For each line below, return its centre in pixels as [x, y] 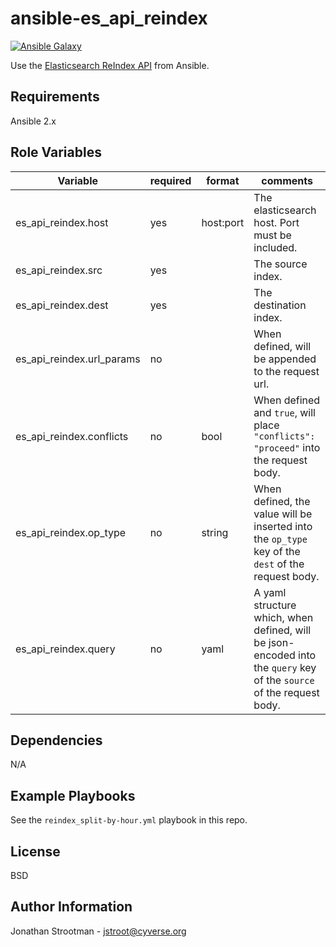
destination [280, 305]
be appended [285, 359]
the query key [285, 667]
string [215, 532]
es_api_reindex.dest [62, 305]
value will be [283, 514]
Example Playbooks [73, 795]
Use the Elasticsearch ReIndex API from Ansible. [110, 65]
